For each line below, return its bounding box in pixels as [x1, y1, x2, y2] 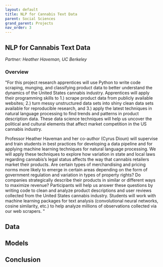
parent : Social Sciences [5, 16, 56, 21]
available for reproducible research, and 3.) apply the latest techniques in [5, 105, 152, 111]
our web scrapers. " [5, 208, 45, 214]
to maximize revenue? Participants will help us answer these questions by [5, 183, 153, 188]
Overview [5, 68, 29, 75]
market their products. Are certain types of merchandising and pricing [5, 162, 146, 167]
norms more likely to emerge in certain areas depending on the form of [5, 167, 148, 173]
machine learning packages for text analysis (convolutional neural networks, [5, 198, 159, 204]
